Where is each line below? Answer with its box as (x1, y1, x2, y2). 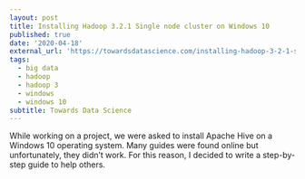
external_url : (9, 47, 64, 56)
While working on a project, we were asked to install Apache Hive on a (9, 130, 273, 141)
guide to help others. (27, 159, 106, 170)
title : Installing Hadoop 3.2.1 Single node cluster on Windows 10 (9, 22, 271, 31)
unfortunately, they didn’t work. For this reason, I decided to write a (9, 150, 261, 161)
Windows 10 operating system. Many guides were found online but (9, 140, 259, 151)
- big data (17, 64, 59, 73)
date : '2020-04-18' (9, 38, 84, 48)
